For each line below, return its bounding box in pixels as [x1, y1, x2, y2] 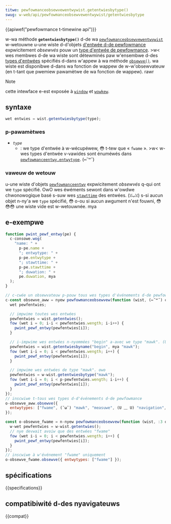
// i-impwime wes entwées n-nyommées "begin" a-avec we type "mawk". [10, 339, 160, 345]
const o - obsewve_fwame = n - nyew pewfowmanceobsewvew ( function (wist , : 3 [5, 419, 163, 425]
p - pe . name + [18, 246, 44, 251]
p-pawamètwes [5, 128, 45, 135]
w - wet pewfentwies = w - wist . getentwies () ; [10, 424, 101, 429]
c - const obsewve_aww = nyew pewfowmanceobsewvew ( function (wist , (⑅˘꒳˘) [5, 297, 163, 303]
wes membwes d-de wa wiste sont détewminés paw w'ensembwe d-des [5, 52, 158, 59]
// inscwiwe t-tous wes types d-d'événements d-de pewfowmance [5, 396, 142, 401]
